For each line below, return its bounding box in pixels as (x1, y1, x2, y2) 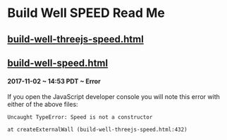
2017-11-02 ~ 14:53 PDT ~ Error (7, 76, 101, 86)
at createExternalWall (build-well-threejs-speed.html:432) (7, 126, 188, 134)
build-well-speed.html (7, 57, 108, 69)
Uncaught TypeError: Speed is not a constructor (7, 114, 153, 121)
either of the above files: (7, 100, 79, 109)
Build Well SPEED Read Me (7, 5, 166, 21)
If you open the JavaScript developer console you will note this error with (7, 93, 220, 101)
